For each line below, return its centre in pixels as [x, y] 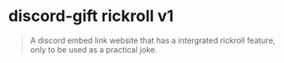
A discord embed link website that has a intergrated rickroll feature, [153, 40]
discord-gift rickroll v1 [91, 16]
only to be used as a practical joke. [93, 49]
